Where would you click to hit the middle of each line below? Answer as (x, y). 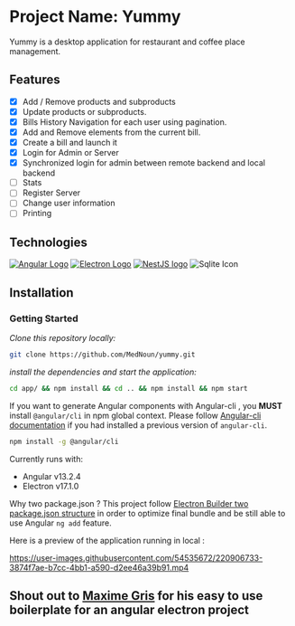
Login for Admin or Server (71, 153)
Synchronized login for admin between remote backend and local (144, 163)
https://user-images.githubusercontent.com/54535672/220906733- (136, 557)
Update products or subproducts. (84, 111)
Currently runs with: (46, 459)
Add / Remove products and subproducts (99, 101)
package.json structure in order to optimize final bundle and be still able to (147, 513)
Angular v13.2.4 (51, 476)
